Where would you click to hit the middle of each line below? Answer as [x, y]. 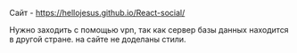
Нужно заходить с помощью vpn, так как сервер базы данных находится [149, 30]
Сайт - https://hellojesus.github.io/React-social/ [97, 13]
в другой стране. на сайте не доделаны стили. [98, 39]
